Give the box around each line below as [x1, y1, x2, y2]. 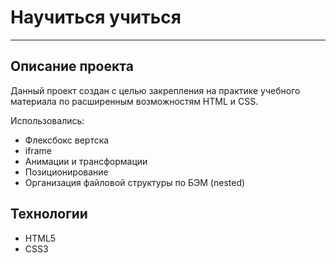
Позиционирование [24, 166, 109, 178]
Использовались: [10, 114, 85, 126]
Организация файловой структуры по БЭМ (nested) [24, 176, 246, 188]
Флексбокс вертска [24, 134, 110, 146]
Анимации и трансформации [24, 155, 148, 167]
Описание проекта [10, 58, 134, 75]
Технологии [10, 206, 88, 223]
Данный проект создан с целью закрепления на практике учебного [10, 84, 301, 96]
